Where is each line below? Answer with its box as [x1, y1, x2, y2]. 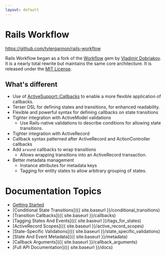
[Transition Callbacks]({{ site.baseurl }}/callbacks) [12, 212, 116, 218]
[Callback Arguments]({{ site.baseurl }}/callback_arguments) [12, 239, 137, 245]
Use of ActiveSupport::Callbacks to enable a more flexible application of [12, 93, 161, 99]
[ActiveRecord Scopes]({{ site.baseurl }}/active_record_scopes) [12, 223, 144, 229]
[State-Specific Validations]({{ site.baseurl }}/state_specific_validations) [12, 228, 160, 234]
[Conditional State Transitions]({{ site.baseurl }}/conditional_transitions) [12, 207, 160, 213]
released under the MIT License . [5, 65, 72, 71]
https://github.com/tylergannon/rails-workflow [5, 45, 101, 51]
